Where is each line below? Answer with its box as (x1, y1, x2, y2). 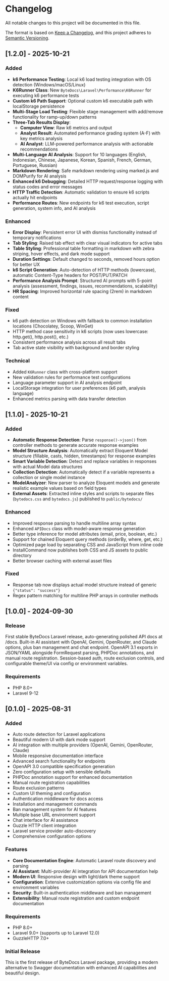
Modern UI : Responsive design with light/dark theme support (12, 873, 140, 879)
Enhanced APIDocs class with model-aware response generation (12, 525, 146, 531)
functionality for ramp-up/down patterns (12, 114, 97, 120)
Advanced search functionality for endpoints (12, 758, 106, 764)
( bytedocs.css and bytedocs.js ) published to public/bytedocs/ (12, 496, 143, 502)
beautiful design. (5, 970, 40, 976)
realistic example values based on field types (12, 485, 107, 491)
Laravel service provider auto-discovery (12, 828, 96, 834)
